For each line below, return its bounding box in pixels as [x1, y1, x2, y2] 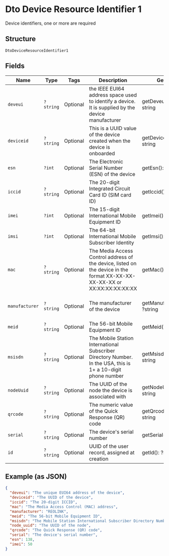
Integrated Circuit [89, 185, 130, 192]
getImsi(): [141, 233, 165, 240]
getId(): [141, 449, 160, 456]
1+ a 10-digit [89, 366, 122, 373]
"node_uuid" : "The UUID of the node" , [10, 523, 92, 528]
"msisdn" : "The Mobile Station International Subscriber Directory [10, 518, 154, 523]
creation [89, 455, 109, 462]
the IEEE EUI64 [89, 85, 125, 92]
